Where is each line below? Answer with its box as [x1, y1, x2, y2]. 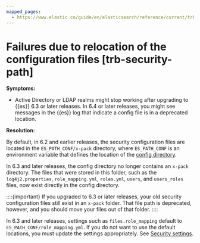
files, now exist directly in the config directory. [6, 182, 120, 189]
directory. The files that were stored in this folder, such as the [6, 169, 157, 176]
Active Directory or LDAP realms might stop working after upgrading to [14, 96, 189, 104]
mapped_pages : [6, 8, 42, 15]
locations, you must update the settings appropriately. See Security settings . [6, 230, 193, 237]
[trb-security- [102, 52, 173, 66]
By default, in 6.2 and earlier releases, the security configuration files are [6, 138, 185, 146]
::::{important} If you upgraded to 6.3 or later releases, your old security [6, 193, 182, 200]
